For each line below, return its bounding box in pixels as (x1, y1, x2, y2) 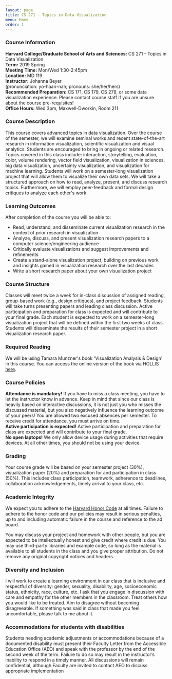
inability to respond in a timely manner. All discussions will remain (5, 657, 144, 663)
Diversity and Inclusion (5, 566, 64, 573)
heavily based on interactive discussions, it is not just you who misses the (5, 401, 162, 408)
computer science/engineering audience (12, 241, 99, 247)
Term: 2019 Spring (5, 61, 45, 67)
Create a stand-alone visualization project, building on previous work (12, 257, 159, 263)
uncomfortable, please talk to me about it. (5, 610, 94, 617)
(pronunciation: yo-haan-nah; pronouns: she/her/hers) (5, 83, 121, 89)
